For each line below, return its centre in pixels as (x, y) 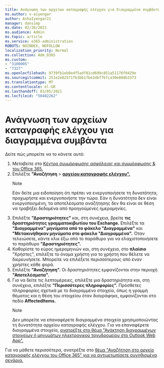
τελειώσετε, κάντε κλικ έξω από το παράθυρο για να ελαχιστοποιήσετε (85, 239)
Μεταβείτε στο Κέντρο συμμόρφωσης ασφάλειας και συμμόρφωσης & (84, 164)
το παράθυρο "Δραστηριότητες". (47, 244)
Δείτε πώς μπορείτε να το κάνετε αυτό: (45, 154)
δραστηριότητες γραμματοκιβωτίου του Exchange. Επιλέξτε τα (78, 223)
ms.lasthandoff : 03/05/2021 (34, 91)
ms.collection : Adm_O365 (30, 55)
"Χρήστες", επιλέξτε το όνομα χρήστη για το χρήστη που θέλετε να (81, 254)
